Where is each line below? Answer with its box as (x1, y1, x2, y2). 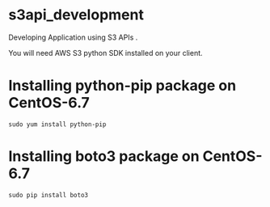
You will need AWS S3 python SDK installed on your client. (8, 48, 204, 57)
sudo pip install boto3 (8, 191, 89, 199)
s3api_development (8, 6, 144, 24)
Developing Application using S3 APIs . (8, 32, 138, 42)
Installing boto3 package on (8, 147, 200, 166)
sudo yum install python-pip (8, 120, 107, 129)
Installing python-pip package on (8, 77, 237, 95)
